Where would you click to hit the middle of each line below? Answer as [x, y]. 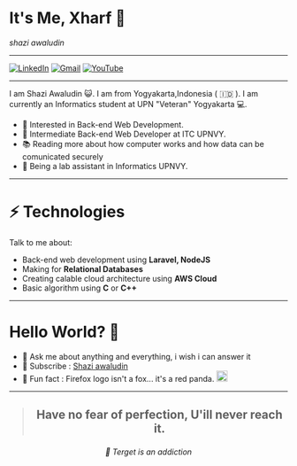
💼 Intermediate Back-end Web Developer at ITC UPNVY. [124, 134]
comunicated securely [62, 156]
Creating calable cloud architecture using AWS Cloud [119, 278]
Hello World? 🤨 [65, 332]
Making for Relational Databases [82, 268]
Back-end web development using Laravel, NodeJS [116, 260]
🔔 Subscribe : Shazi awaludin [75, 366]
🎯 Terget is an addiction [148, 452]
